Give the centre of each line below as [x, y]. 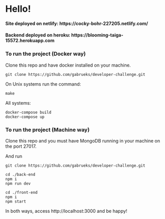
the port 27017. [21, 146]
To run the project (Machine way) [47, 130]
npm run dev [18, 183]
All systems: [18, 103]
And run [14, 156]
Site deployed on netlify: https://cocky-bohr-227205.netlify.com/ [77, 23]
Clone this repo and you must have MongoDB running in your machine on [83, 141]
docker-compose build [28, 112]
